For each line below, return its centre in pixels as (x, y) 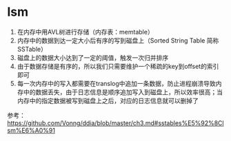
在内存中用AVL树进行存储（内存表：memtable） (85, 32)
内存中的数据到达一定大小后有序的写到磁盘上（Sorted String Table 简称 (118, 40)
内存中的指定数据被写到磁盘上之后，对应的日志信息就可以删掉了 (108, 100)
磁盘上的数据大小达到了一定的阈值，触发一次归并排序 (93, 57)
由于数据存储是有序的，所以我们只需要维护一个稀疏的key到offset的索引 (118, 66)
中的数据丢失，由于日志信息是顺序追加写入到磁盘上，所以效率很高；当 (123, 92)
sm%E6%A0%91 (31, 130)
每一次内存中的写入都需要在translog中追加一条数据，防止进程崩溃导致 (116, 83)
